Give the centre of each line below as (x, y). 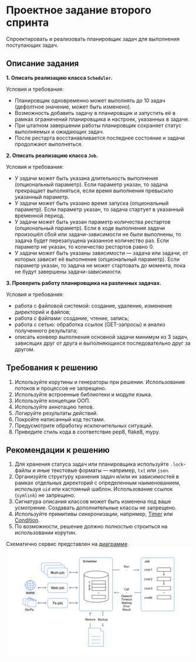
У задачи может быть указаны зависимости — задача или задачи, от (101, 253)
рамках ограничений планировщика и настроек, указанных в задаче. (102, 119)
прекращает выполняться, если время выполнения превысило (94, 191)
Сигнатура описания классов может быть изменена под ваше (93, 501)
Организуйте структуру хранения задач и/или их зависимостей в (97, 477)
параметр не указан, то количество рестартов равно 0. (84, 246)
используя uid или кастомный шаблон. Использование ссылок (94, 489)
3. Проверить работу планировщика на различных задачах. (84, 283)
